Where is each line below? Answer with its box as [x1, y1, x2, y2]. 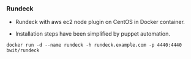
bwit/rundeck [6, 47, 40, 53]
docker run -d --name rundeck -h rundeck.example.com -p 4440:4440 [6, 42, 182, 49]
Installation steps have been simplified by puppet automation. [15, 30, 170, 37]
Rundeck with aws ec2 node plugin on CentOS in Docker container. [15, 18, 185, 26]
